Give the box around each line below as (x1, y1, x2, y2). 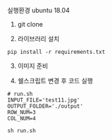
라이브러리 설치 (17, 34, 60, 43)
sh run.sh (7, 127, 37, 134)
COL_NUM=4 (7, 115, 37, 122)
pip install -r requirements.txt (7, 48, 106, 55)
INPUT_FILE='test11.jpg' (7, 97, 80, 104)
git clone (17, 20, 44, 28)
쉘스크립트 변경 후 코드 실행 (17, 76, 94, 85)
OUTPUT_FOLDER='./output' (7, 103, 83, 110)
